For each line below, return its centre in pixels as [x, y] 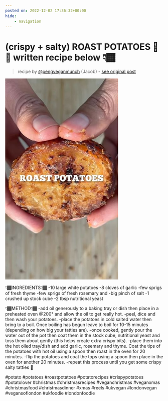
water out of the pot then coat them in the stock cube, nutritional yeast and [83, 335]
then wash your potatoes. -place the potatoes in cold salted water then [78, 320]
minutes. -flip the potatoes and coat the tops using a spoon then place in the [84, 357]
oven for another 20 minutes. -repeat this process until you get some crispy [83, 362]
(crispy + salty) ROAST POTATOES [78, 46]
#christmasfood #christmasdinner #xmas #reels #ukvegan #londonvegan [81, 388]
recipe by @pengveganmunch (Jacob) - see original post [77, 72]
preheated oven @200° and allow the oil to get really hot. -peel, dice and [80, 314]
